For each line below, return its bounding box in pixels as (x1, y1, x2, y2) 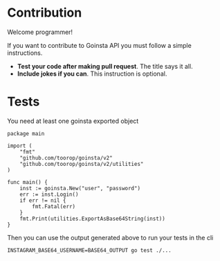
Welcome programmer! (7, 28, 73, 36)
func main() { (7, 178, 48, 185)
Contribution (7, 5, 82, 21)
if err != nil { (19, 196, 67, 204)
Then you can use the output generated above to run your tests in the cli (7, 233, 214, 242)
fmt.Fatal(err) (32, 203, 76, 210)
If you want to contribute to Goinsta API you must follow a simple (7, 41, 192, 49)
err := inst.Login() (19, 191, 79, 198)
